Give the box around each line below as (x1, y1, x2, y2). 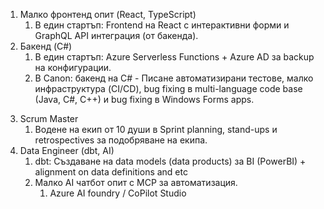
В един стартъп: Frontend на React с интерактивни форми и (34, 19, 290, 31)
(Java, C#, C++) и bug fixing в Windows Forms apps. (34, 94, 255, 105)
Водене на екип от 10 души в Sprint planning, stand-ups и (34, 124, 278, 135)
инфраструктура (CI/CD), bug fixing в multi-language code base (34, 83, 303, 94)
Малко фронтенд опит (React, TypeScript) (19, 9, 197, 20)
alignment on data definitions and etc (34, 166, 188, 178)
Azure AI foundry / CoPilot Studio (49, 187, 187, 199)
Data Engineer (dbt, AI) (19, 145, 115, 156)
